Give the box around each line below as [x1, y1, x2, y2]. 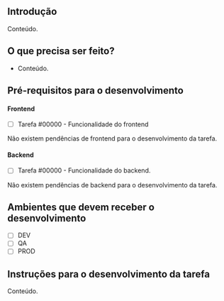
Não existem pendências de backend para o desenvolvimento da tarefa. [7, 180, 218, 189]
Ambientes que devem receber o [7, 201, 155, 213]
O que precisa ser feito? [7, 45, 115, 58]
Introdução [7, 6, 57, 18]
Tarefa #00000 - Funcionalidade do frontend [17, 120, 149, 128]
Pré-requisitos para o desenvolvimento [7, 84, 184, 97]
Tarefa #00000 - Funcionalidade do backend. [17, 166, 151, 175]
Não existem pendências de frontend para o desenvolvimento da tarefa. [7, 134, 218, 143]
